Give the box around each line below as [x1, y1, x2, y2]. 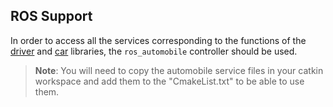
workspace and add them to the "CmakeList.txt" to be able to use [34, 75, 305, 87]
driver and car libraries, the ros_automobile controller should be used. [10, 45, 298, 57]
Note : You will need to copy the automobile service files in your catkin [34, 64, 324, 76]
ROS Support [10, 8, 93, 25]
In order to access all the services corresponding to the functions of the [10, 34, 307, 46]
